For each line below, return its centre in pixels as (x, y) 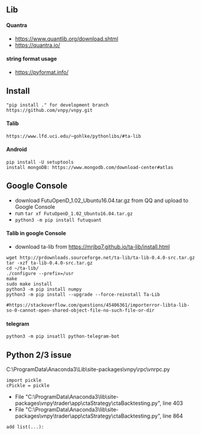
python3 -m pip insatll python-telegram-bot (63, 336)
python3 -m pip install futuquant (58, 220)
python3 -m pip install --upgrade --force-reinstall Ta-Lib (83, 295)
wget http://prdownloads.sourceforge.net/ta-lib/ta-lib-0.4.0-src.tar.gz (101, 258)
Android (17, 149)
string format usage (32, 59)
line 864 (173, 416)
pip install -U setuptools (40, 162)
